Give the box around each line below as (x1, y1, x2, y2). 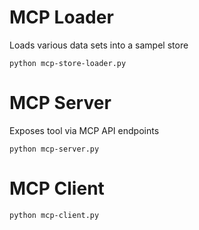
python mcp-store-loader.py (9, 58, 127, 68)
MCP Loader (9, 6, 114, 29)
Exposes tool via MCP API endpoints (9, 124, 160, 136)
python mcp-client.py (9, 210, 100, 220)
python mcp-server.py (9, 144, 100, 154)
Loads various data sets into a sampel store (9, 39, 189, 51)
